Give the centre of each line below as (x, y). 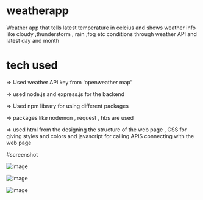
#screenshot (22, 154)
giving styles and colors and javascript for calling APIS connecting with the (100, 136)
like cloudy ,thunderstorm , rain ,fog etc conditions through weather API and (101, 34)
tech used (32, 65)
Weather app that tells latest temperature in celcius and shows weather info (101, 28)
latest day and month (33, 40)
